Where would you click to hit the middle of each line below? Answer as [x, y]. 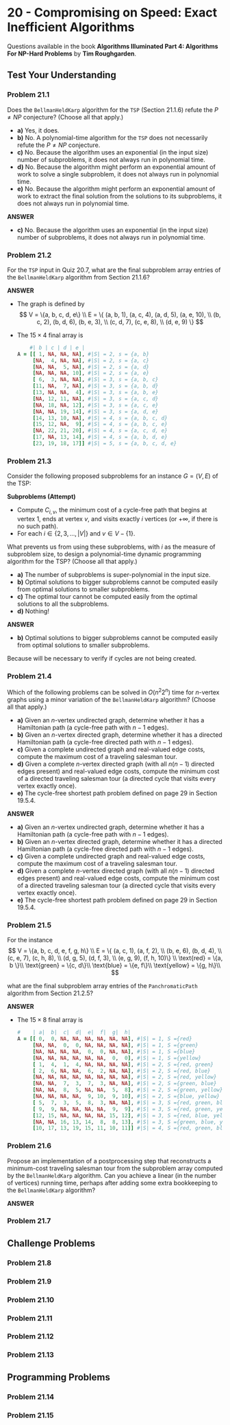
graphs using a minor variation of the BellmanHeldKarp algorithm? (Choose [111, 699]
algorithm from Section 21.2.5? [50, 993]
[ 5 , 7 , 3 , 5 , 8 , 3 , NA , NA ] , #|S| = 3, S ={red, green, [123, 1103]
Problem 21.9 [29, 1281]
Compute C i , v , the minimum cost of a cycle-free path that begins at [112, 511]
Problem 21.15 [30, 1415]
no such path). [37, 526]
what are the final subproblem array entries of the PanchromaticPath [103, 986]
